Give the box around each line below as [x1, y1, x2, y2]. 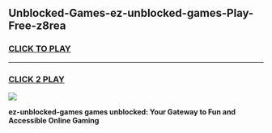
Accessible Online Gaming [8, 115, 100, 125]
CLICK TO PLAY [8, 44, 71, 55]
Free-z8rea [8, 19, 66, 33]
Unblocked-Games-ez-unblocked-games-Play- [8, 6, 254, 20]
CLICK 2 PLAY [8, 73, 65, 85]
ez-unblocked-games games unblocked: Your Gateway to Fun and [8, 106, 236, 116]
